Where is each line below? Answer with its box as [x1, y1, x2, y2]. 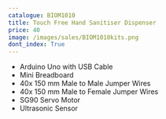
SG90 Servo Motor [19, 96, 81, 105]
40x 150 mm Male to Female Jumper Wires [19, 87, 159, 96]
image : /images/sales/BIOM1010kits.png [8, 33, 139, 41]
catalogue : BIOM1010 [8, 11, 76, 20]
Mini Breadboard [19, 70, 74, 80]
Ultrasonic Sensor [19, 103, 79, 114]
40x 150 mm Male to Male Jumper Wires [19, 79, 151, 88]
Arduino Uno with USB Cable [19, 62, 113, 71]
